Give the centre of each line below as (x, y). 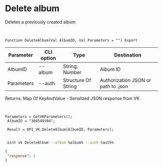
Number (72, 72)
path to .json (114, 86)
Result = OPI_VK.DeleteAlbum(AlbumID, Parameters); (60, 130)
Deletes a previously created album (41, 22)
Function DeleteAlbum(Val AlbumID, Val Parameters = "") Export (71, 40)
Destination (128, 55)
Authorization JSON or (125, 80)
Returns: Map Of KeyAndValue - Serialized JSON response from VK (72, 98)
